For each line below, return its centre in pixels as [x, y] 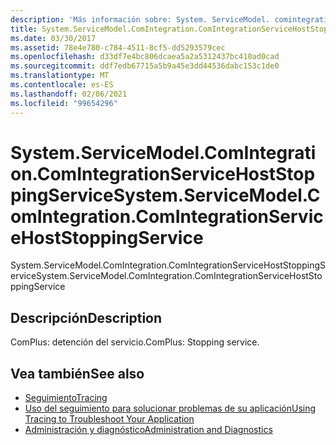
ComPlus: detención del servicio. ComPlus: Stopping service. [135, 342]
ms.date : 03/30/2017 [53, 38]
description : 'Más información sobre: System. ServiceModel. [140, 19]
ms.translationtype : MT [60, 76]
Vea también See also [77, 373]
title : [24, 29]
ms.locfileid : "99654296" [64, 103]
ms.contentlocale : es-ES [62, 85]
